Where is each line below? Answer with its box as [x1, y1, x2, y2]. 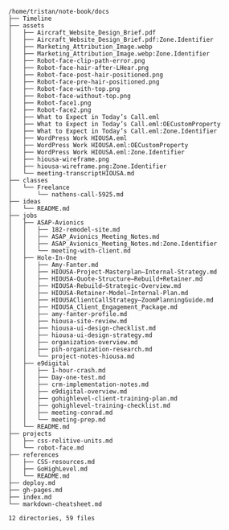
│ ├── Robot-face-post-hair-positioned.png [8, 71, 163, 79]
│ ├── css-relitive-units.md [8, 437, 113, 445]
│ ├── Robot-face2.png [8, 106, 92, 114]
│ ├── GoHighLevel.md [8, 465, 88, 473]
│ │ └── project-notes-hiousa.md [8, 352, 135, 360]
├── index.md [8, 493, 52, 501]
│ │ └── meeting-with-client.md [8, 247, 131, 255]
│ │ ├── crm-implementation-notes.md [8, 380, 149, 388]
